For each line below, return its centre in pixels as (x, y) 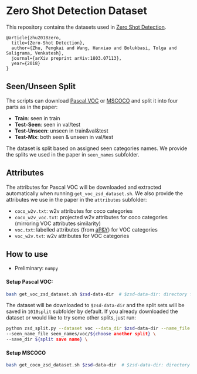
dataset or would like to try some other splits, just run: (71, 318)
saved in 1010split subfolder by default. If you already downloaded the (92, 311)
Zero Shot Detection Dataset (77, 11)
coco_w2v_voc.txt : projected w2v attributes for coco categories (91, 217)
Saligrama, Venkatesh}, (35, 53)
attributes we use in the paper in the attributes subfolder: (77, 199)
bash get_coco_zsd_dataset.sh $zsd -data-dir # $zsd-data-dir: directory (98, 365)
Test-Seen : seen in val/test (47, 124)
